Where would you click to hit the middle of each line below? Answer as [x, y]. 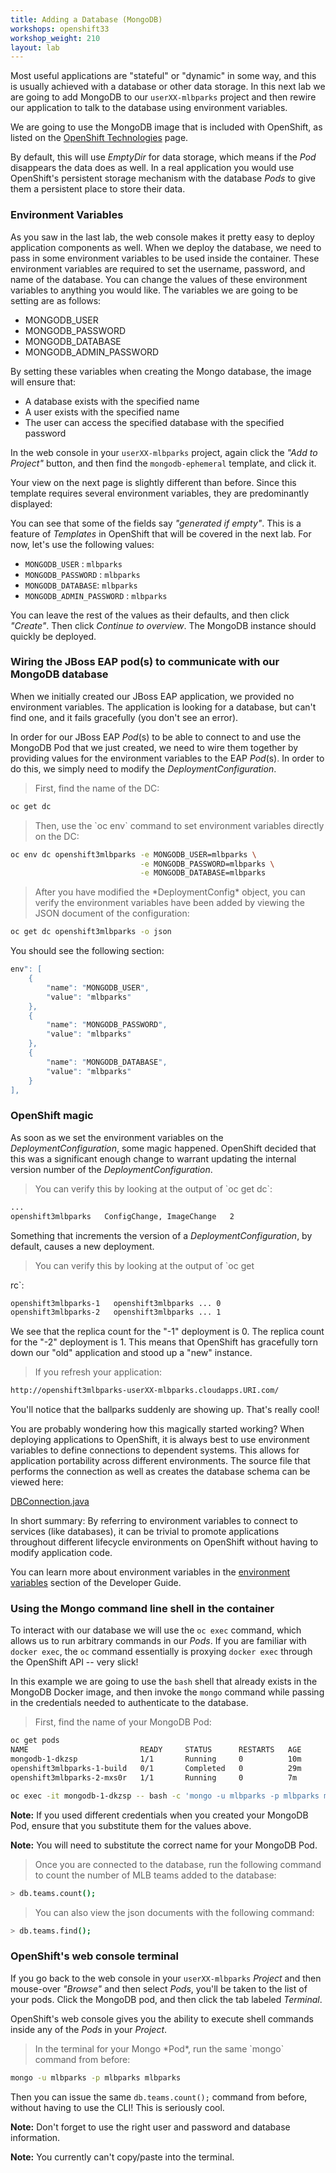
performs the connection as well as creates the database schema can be [160, 1472]
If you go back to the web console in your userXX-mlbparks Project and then [166, 1978]
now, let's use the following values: [82, 544]
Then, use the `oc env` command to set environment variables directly [179, 825]
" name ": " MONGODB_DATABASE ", [107, 1062]
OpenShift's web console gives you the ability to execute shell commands [162, 2018]
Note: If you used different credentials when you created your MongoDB [159, 1815]
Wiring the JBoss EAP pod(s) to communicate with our [145, 662]
